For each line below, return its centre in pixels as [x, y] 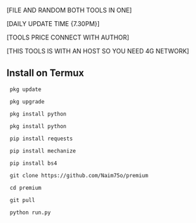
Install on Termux [46, 73]
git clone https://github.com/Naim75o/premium [79, 175]
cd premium [25, 188]
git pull [22, 200]
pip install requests [41, 139]
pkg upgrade [27, 101]
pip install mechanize [43, 151]
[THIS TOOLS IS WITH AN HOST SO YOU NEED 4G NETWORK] [98, 51]
